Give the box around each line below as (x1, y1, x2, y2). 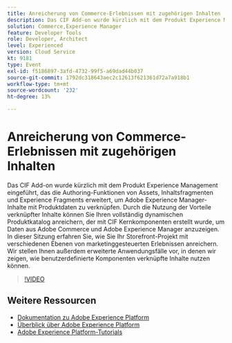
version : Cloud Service (7, 49, 76, 56)
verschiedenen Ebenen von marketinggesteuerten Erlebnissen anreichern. (7, 239, 219, 248)
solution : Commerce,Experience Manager (7, 23, 122, 30)
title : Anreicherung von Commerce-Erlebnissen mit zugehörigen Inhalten (7, 10, 221, 17)
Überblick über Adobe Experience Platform (17, 320, 140, 329)
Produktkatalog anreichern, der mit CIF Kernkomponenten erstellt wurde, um (7, 218, 225, 226)
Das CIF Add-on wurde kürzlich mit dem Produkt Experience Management (7, 180, 219, 189)
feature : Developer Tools (7, 29, 81, 37)
